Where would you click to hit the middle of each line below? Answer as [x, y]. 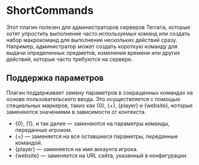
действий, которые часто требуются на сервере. [69, 59]
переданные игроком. [43, 129]
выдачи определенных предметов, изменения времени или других [93, 52]
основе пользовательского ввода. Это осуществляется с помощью [93, 99]
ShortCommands [50, 11]
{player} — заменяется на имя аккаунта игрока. [77, 149]
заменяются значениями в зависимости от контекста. [76, 111]
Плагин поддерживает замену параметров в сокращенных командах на [99, 92]
